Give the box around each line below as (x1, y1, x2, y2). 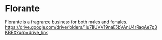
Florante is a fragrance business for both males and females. (5, 19, 128, 25)
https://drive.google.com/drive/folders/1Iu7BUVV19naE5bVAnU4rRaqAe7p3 (5, 24, 158, 30)
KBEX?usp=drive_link (5, 29, 48, 35)
